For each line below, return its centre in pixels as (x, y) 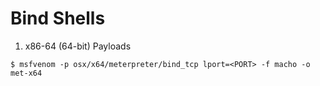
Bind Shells (58, 18)
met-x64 (26, 73)
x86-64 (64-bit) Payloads (78, 46)
